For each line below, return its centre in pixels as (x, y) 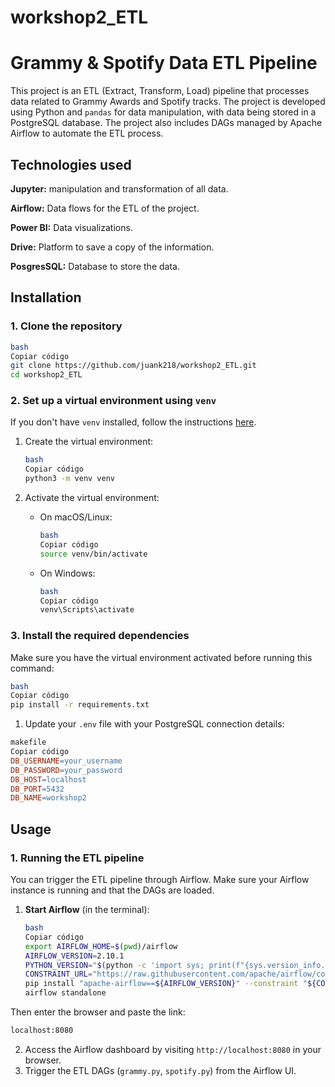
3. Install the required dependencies (100, 636)
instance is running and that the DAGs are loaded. (112, 890)
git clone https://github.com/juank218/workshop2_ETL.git (133, 366)
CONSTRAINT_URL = (58, 974)
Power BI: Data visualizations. (71, 227)
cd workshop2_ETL (46, 375)
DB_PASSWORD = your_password (66, 770)
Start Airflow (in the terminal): (87, 910)
